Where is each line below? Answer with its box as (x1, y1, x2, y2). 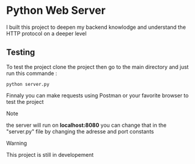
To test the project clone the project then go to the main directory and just (6, 63, 189, 70)
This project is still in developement (6, 151, 94, 158)
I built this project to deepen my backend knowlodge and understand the (6, 23, 186, 31)
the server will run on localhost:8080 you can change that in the (6, 121, 167, 129)
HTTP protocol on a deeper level (6, 29, 87, 37)
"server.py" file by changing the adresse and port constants (6, 127, 154, 135)
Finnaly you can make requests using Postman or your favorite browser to (6, 91, 189, 99)
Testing (6, 47, 35, 58)
